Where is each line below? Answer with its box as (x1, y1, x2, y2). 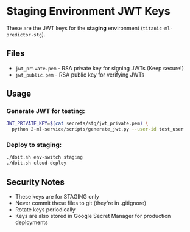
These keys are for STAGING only (15, 193, 99, 200)
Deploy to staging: (6, 141, 62, 149)
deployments (15, 219, 49, 226)
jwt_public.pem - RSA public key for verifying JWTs (15, 71, 145, 78)
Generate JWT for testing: (6, 107, 85, 115)
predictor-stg (6, 32, 43, 38)
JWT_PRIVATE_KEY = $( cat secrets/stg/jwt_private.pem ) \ (6, 120, 149, 127)
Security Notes (6, 177, 65, 187)
